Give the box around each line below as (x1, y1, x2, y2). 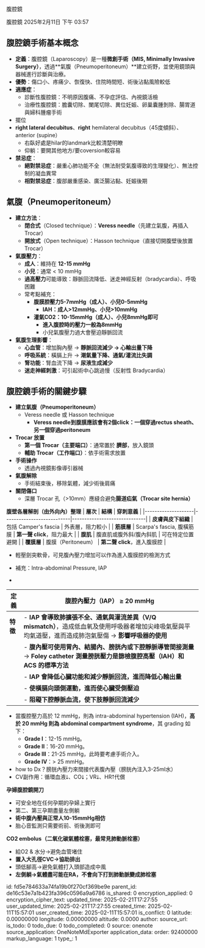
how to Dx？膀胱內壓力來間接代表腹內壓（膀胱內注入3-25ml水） (15, 766, 177, 773)
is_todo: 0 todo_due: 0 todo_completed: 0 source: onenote (6, 922, 153, 929)
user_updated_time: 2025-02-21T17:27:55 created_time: (6, 902, 146, 910)
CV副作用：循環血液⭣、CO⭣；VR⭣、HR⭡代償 (15, 774, 126, 781)
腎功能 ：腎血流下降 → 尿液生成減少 (24, 359, 113, 366)
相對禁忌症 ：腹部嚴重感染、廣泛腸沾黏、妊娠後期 (24, 177, 148, 184)
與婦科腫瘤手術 (24, 109, 62, 116)
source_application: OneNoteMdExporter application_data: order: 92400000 (6, 928, 198, 936)
